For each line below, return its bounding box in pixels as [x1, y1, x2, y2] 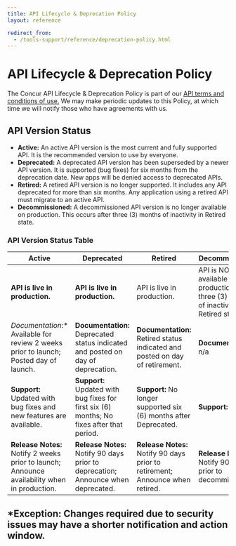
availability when [11, 475, 66, 485]
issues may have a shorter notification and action [7, 519, 228, 531]
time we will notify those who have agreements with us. [7, 105, 168, 113]
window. [7, 529, 46, 541]
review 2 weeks [11, 338, 63, 348]
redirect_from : [7, 29, 52, 36]
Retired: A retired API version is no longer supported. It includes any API [17, 180, 227, 189]
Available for [11, 329, 52, 339]
